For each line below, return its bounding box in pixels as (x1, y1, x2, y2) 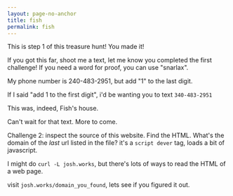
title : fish (7, 17, 42, 24)
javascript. (7, 146, 38, 155)
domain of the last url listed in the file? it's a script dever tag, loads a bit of (7, 139, 225, 147)
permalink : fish (7, 23, 55, 30)
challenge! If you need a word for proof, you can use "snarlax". (7, 64, 189, 72)
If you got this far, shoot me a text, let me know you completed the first (7, 56, 213, 64)
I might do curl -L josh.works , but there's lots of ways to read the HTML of (7, 160, 226, 168)
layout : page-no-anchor (7, 10, 77, 17)
